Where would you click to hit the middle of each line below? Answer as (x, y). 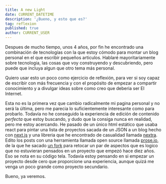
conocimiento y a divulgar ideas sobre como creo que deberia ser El (75, 88)
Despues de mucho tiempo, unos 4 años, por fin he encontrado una (74, 47)
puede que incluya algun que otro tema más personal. (60, 68)
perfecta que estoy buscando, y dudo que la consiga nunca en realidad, (79, 119)
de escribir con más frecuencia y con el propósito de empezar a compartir (81, 83)
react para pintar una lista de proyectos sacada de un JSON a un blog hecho (83, 130)
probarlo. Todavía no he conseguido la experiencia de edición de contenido (82, 114)
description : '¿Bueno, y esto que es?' (46, 19)
